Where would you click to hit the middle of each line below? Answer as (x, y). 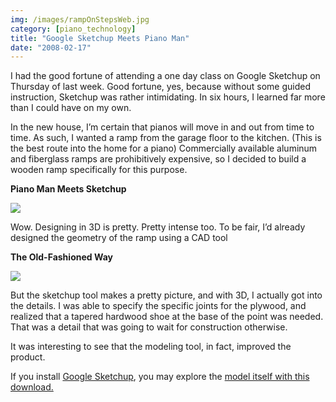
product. (28, 357)
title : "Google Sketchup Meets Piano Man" (100, 38)
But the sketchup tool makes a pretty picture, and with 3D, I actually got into (166, 295)
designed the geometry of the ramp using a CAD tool (119, 238)
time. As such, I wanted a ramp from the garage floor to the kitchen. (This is (166, 138)
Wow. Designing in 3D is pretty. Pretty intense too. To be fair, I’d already (158, 227)
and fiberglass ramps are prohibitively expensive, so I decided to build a (158, 159)
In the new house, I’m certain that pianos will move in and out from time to (162, 127)
